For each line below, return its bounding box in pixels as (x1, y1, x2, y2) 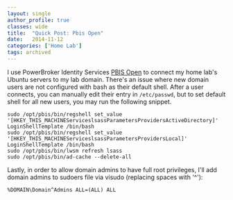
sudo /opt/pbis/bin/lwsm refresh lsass (7, 147, 123, 154)
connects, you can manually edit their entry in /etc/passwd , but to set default (7, 90, 226, 98)
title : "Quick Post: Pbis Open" (7, 29, 104, 37)
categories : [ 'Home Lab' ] (7, 42, 82, 49)
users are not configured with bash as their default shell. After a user (7, 83, 204, 91)
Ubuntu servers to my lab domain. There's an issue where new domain (7, 75, 209, 83)
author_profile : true (7, 17, 70, 24)
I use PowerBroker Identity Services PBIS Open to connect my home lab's (7, 67, 218, 76)
